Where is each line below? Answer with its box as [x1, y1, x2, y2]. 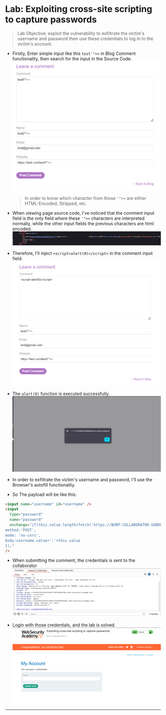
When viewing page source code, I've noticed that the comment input [12, 210, 155, 216]
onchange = [9, 523, 30, 527]
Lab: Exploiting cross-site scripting [5, 3, 152, 15]
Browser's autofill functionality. [12, 481, 76, 488]
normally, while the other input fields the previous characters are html [12, 221, 154, 227]
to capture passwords [5, 14, 97, 25]
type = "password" [9, 512, 43, 517]
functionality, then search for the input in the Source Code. [12, 55, 132, 61]
